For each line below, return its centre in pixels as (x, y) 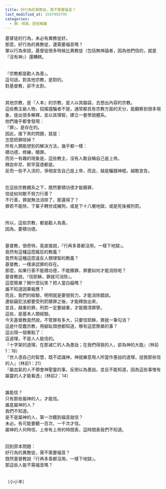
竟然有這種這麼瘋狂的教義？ (33, 252)
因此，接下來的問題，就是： (33, 134)
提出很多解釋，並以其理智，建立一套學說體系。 (61, 115)
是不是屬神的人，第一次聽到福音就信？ (44, 417)
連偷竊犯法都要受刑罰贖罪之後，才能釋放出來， (53, 301)
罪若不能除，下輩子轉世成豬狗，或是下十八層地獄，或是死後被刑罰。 (74, 206)
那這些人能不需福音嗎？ (29, 465)
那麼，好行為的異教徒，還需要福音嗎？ (44, 45)
